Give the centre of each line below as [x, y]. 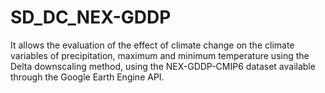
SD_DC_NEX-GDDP [91, 17]
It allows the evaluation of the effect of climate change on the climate [152, 45]
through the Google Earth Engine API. [87, 77]
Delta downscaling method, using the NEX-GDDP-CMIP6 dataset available [163, 66]
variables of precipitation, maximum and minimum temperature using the [160, 55]
